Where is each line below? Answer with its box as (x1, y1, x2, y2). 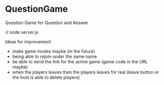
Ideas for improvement (5, 38, 51, 45)
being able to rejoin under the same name (12, 53, 97, 59)
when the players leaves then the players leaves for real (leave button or (12, 69, 159, 75)
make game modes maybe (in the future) (12, 48, 95, 54)
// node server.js (5, 29, 38, 35)
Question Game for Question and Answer (5, 20, 89, 26)
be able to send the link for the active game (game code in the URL (12, 58, 148, 64)
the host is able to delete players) (12, 74, 80, 80)
